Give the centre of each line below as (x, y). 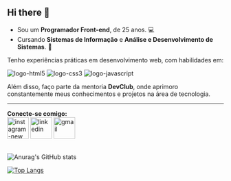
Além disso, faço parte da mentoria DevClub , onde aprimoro (93, 86)
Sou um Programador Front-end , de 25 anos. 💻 (86, 29)
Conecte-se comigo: (37, 113)
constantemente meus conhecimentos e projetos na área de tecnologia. (109, 94)
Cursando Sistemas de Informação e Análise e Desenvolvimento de (115, 39)
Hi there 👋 (29, 13)
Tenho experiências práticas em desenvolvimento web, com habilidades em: (115, 60)
